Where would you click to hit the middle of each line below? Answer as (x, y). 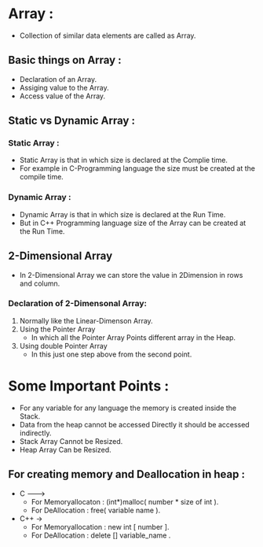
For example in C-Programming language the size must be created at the (137, 168)
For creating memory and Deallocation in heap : (127, 474)
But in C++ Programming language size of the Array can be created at (133, 223)
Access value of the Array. (62, 96)
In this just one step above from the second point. (111, 354)
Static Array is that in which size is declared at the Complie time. (123, 160)
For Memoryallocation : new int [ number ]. (100, 527)
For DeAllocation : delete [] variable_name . (101, 535)
